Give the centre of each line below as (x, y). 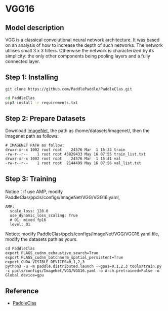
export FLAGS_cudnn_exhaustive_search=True (52, 253)
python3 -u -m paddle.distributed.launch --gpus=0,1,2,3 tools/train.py (83, 267)
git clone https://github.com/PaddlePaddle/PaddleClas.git (69, 89)
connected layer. (23, 61)
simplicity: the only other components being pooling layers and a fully (78, 56)
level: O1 (20, 225)
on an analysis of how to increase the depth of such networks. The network (84, 45)
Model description (35, 28)
